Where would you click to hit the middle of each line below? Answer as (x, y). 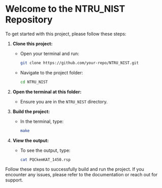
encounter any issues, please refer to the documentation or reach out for (82, 175)
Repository (29, 20)
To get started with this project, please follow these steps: (66, 34)
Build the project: (31, 111)
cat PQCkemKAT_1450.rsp (45, 159)
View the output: (31, 140)
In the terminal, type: (42, 121)
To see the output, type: (45, 150)
